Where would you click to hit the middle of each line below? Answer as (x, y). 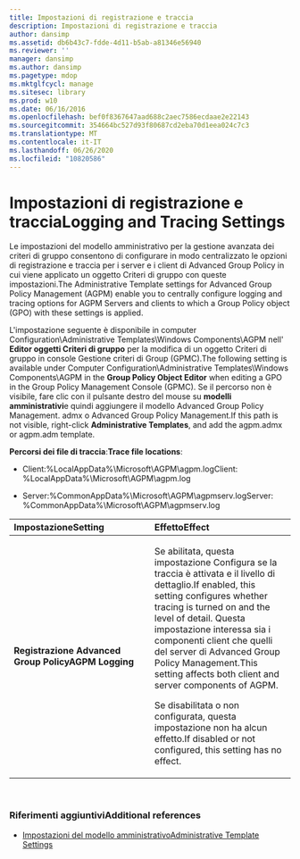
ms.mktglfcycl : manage (51, 84)
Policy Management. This (207, 663)
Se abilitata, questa (195, 552)
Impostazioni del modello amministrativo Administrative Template (141, 835)
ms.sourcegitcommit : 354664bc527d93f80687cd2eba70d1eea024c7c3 (129, 126)
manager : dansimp (42, 59)
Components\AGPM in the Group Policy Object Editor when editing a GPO (146, 378)
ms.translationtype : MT (54, 134)
